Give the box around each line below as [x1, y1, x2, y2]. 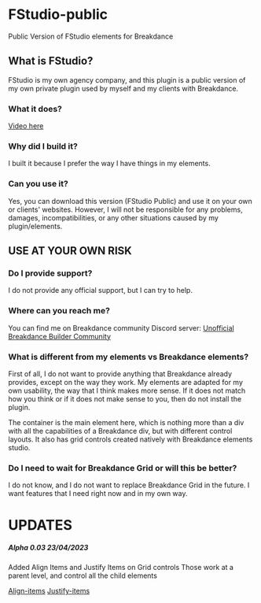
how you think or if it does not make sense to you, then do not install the [8, 394, 242, 403]
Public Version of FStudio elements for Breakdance [8, 31, 174, 41]
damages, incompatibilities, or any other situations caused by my [8, 213, 219, 222]
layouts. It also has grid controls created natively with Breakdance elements [8, 435, 253, 444]
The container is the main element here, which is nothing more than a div [8, 417, 244, 427]
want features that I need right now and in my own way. [8, 489, 188, 498]
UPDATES [8, 516, 73, 535]
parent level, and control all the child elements [8, 571, 157, 580]
